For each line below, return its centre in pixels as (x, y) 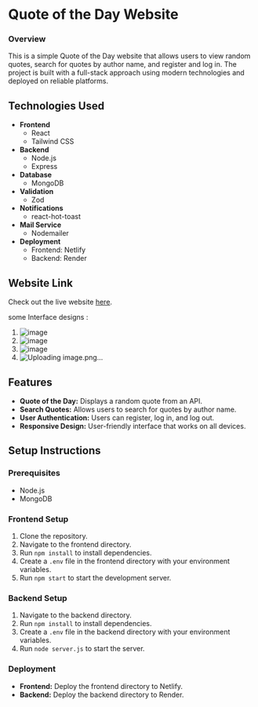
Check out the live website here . (60, 302)
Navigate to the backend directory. (75, 615)
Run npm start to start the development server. (95, 577)
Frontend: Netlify (58, 250)
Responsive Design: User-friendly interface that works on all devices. (133, 426)
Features (30, 382)
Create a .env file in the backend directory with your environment (125, 632)
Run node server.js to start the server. (82, 649)
